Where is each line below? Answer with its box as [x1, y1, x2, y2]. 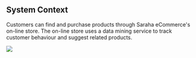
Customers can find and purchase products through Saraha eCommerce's [6, 21, 191, 28]
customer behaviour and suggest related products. [6, 33, 133, 41]
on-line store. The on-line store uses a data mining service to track [6, 27, 172, 34]
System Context [6, 5, 68, 15]
